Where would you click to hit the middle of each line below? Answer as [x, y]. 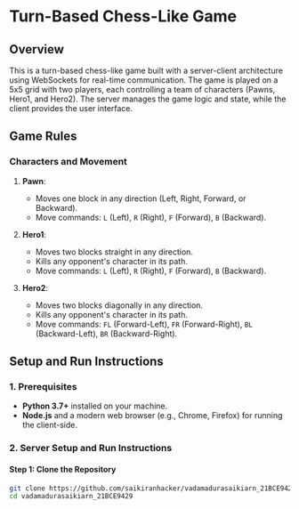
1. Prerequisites [43, 387]
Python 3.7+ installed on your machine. [95, 406]
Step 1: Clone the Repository [63, 469]
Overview [37, 49]
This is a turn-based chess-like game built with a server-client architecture [146, 70]
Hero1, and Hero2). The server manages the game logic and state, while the [148, 99]
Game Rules [43, 137]
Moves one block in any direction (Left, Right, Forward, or [141, 198]
